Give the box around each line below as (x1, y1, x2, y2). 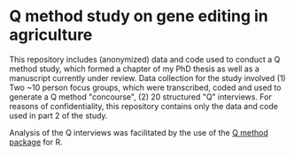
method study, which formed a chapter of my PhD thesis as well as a (9, 63, 259, 74)
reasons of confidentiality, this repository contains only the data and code (9, 100, 279, 111)
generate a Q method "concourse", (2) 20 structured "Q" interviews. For (9, 91, 272, 102)
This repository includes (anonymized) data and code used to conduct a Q (9, 54, 281, 64)
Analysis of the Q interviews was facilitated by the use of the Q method (9, 127, 268, 137)
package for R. (9, 137, 64, 147)
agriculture (9, 25, 93, 45)
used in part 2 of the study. (9, 110, 108, 121)
